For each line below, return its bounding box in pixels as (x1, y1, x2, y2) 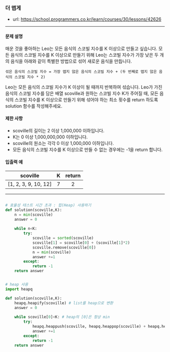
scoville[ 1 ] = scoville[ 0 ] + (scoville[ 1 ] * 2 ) (32, 240, 130, 245)
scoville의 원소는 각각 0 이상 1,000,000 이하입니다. (12, 140, 114, 146)
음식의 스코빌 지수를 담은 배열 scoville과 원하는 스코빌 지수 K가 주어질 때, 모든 (5, 90, 158, 96)
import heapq (5, 286, 33, 291)
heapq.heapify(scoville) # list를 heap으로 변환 (14, 300, 114, 306)
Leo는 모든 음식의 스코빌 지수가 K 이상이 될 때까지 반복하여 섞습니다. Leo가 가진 (5, 84, 163, 90)
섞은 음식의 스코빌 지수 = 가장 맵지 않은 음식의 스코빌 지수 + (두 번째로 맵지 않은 (5, 69, 157, 74)
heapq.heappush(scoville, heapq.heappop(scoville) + (32, 324, 146, 329)
